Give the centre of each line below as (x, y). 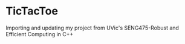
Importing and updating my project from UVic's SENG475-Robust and (92, 28)
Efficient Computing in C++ (40, 34)
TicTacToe (32, 11)
